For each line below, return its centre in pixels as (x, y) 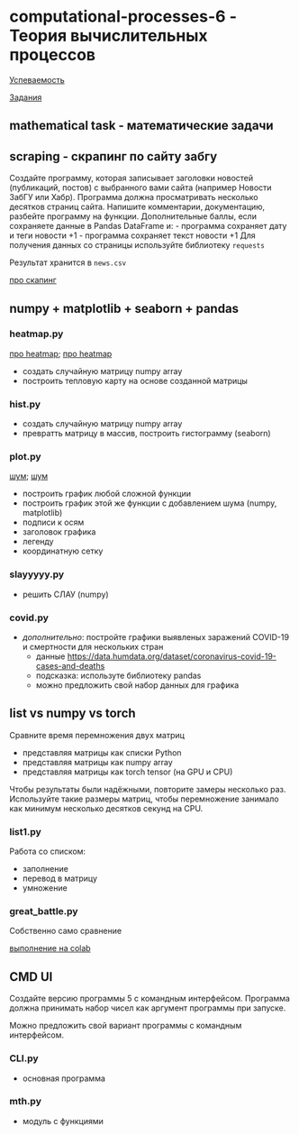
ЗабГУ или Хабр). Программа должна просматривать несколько (134, 197)
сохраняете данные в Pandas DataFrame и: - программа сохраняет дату (148, 226)
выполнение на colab (50, 948)
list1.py (26, 831)
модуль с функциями (63, 1121)
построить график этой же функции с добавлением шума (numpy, (149, 503)
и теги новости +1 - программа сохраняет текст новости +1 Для (132, 235)
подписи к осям (53, 522)
